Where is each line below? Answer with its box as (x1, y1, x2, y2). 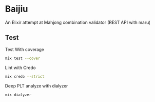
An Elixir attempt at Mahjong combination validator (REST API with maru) (5, 19, 151, 25)
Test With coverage (5, 46, 44, 52)
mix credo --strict (5, 74, 45, 79)
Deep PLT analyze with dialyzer (5, 83, 68, 88)
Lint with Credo (5, 65, 36, 70)
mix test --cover (5, 56, 40, 61)
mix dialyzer (5, 92, 32, 97)
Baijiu (5, 3, 28, 15)
